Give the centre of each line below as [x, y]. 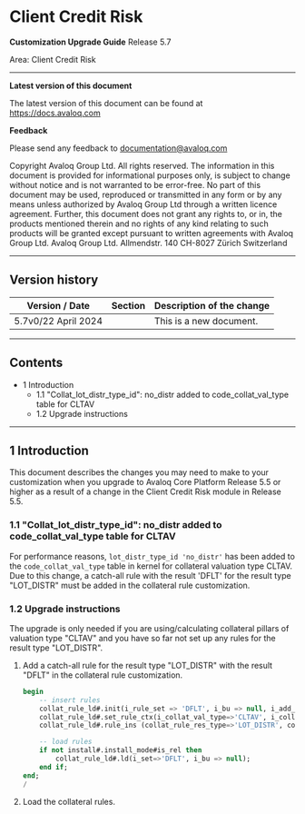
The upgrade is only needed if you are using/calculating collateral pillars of [149, 628]
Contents [36, 363]
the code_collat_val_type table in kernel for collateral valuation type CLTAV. [151, 566]
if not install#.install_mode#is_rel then [121, 750]
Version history [54, 280]
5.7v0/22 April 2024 [58, 321]
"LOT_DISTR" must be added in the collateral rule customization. [130, 585]
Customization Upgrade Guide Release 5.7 [90, 42]
